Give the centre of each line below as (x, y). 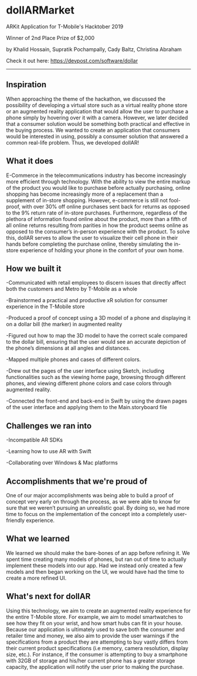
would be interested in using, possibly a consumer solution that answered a (97, 136)
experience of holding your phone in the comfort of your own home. (102, 250)
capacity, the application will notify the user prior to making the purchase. (95, 667)
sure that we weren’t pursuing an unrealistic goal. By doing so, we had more (98, 508)
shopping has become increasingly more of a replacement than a (85, 194)
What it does (30, 161)
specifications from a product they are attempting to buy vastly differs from (97, 642)
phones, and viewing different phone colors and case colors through (89, 383)
